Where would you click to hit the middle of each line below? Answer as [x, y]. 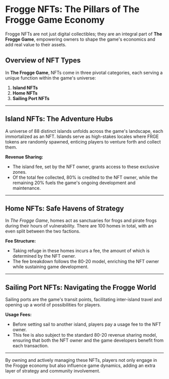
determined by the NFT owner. [44, 256]
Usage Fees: [18, 315]
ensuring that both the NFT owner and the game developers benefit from [88, 340]
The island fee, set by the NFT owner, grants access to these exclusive [86, 167]
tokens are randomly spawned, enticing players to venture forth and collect [83, 141]
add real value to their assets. [36, 44]
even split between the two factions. [43, 231]
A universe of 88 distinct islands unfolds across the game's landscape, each [84, 131]
